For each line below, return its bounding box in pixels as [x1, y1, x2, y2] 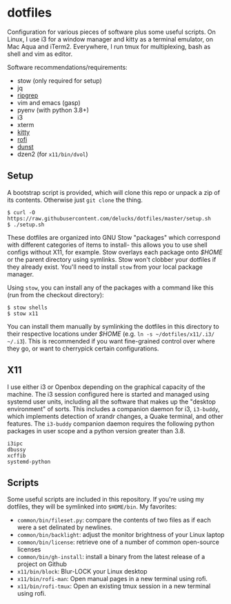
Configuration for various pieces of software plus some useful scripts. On [7, 28, 216, 36]
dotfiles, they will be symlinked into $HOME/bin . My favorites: [7, 502, 177, 511]
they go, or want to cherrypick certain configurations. [7, 344, 159, 352]
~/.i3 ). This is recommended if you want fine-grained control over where [7, 337, 215, 345]
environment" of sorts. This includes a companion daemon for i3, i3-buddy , [7, 404, 221, 413]
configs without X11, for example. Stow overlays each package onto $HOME [7, 247, 223, 256]
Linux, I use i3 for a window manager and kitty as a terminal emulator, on [7, 35, 214, 43]
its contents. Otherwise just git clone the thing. [7, 196, 143, 204]
